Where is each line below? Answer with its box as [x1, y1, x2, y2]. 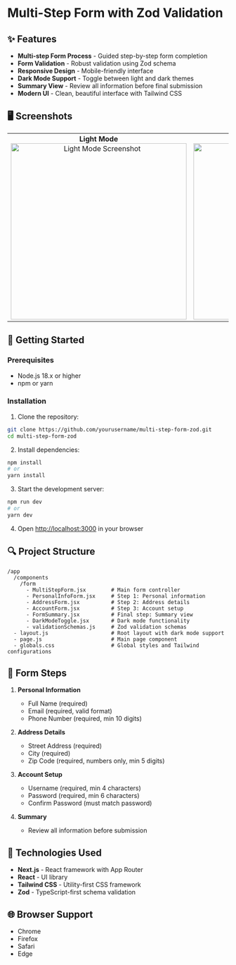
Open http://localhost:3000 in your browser [17, 524, 144, 533]
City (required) [27, 749, 71, 758]
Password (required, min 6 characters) [27, 792, 140, 800]
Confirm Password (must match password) [27, 799, 152, 808]
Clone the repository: [17, 412, 79, 421]
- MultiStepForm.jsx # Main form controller [25, 586, 181, 594]
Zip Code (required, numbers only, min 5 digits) [27, 756, 165, 766]
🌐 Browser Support [7, 908, 93, 921]
